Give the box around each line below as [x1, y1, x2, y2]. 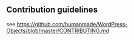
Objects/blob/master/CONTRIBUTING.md [6, 27, 110, 34]
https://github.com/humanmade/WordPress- [16, 20, 128, 27]
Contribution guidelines [6, 5, 98, 15]
